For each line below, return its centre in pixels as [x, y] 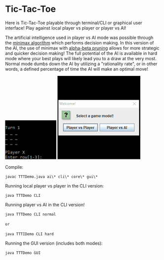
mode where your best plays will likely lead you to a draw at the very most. [81, 58]
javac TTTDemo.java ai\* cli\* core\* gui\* [51, 177]
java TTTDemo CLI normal [31, 214]
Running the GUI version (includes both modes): [54, 243]
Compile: [14, 167]
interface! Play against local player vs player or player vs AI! [66, 28]
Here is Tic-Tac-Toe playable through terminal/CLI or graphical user [74, 23]
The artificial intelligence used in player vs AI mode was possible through [79, 37]
